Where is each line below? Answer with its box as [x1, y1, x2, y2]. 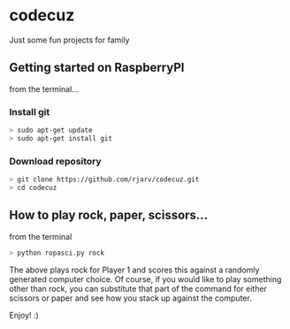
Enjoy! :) [9, 310, 40, 320]
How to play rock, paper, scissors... [9, 208, 209, 223]
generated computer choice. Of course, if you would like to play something [9, 273, 282, 284]
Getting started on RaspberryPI [9, 60, 185, 75]
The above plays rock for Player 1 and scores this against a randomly [9, 264, 260, 275]
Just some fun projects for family [9, 34, 130, 45]
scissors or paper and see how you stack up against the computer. [9, 293, 252, 303]
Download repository [9, 155, 102, 167]
